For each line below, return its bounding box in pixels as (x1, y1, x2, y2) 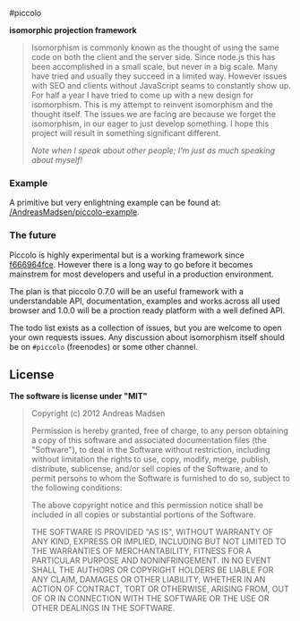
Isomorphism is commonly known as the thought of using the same (30, 42, 279, 53)
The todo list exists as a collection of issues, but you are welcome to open (9, 322, 282, 333)
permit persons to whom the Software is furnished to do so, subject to (30, 473, 291, 484)
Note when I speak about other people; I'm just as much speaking (30, 145, 276, 156)
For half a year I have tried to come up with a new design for (30, 89, 253, 100)
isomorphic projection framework (9, 25, 137, 35)
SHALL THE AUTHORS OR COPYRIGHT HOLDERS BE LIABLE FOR (30, 565, 274, 575)
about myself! (30, 155, 83, 165)
